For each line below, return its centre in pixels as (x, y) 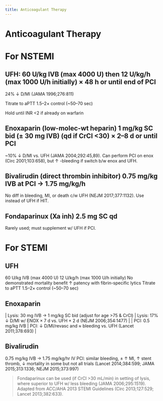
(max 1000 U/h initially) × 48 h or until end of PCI (81, 82)
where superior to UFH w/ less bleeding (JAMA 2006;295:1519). (81, 383)
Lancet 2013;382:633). (40, 394)
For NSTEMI (30, 56)
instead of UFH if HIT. (27, 201)
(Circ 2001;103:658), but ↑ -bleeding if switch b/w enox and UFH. (71, 160)
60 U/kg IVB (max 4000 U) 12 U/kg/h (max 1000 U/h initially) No (69, 278)
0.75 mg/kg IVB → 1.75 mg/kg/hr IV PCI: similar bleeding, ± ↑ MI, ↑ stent (78, 358)
